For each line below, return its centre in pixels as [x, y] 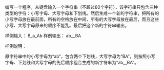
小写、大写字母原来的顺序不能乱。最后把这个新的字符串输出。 [67, 25]
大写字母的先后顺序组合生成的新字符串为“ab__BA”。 [87, 62]
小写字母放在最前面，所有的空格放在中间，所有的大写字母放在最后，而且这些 [82, 19]
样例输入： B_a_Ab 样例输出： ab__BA [43, 36]
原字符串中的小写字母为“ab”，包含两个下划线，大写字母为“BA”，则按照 [76, 56]
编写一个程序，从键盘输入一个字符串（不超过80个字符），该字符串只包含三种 [82, 7]
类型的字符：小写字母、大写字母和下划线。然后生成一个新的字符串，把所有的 [82, 13]
